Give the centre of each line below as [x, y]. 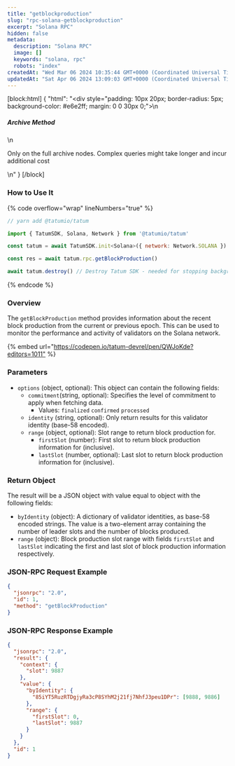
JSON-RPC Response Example [60, 630]
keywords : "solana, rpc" [50, 60]
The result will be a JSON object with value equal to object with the [104, 495]
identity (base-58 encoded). [69, 425]
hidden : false [28, 33]
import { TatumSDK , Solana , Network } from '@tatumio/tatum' [98, 233]
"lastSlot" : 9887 [57, 723]
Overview [24, 303]
